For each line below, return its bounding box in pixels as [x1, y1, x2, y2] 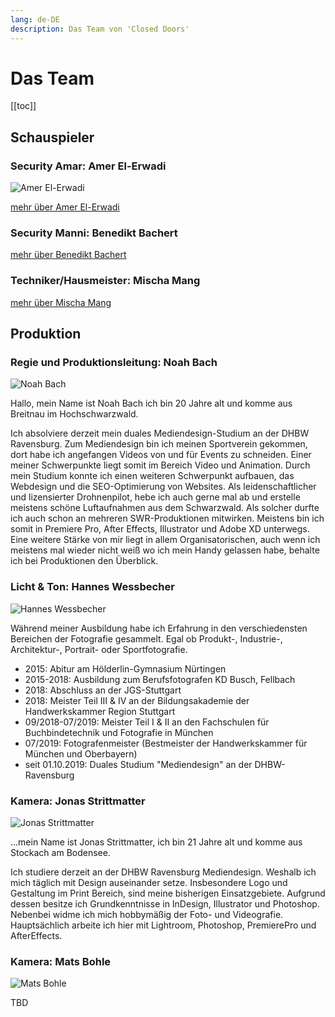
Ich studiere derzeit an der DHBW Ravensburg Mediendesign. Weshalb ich [10, 866, 317, 878]
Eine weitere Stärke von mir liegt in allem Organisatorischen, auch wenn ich [10, 534, 321, 546]
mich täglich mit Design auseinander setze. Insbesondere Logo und [10, 877, 288, 888]
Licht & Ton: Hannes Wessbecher [10, 580, 175, 594]
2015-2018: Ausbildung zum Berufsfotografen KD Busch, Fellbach [24, 673, 296, 685]
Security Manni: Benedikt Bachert [10, 226, 178, 240]
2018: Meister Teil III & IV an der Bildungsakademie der [24, 694, 250, 706]
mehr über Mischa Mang [10, 296, 112, 308]
